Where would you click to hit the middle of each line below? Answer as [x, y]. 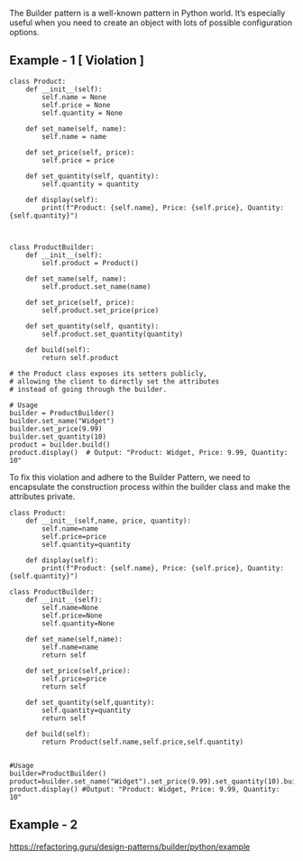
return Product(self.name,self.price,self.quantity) [143, 742]
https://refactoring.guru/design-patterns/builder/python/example [130, 847]
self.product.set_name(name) [96, 287]
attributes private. [42, 496]
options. [25, 32]
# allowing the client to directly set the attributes [115, 381]
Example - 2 [44, 825]
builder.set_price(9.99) [56, 429]
